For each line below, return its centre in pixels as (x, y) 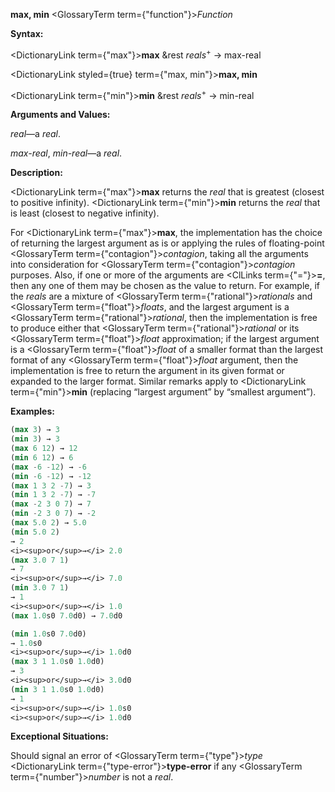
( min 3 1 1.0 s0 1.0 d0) (57, 689)
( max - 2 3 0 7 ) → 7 (51, 504)
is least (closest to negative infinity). (85, 213)
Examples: (32, 411)
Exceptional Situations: (59, 736)
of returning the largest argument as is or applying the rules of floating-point (167, 243)
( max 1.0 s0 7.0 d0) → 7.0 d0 (66, 615)
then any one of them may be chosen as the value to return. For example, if (165, 286)
